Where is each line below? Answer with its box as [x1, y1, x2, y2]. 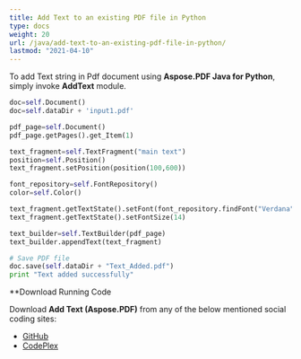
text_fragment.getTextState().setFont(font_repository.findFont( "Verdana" [9, 205, 295, 214]
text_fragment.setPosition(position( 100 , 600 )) [9, 163, 186, 173]
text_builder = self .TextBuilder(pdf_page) [9, 229, 167, 238]
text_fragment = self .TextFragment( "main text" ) [9, 147, 186, 156]
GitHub [21, 331, 49, 342]
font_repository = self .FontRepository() [9, 180, 159, 189]
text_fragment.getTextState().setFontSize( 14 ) [9, 213, 186, 222]
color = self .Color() [9, 188, 82, 197]
